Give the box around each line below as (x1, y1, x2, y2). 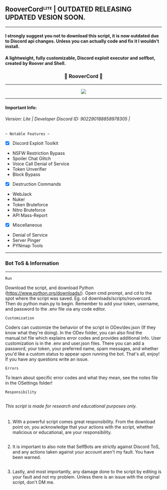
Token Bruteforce (12, 202, 48, 208)
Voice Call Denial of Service (12, 161, 70, 167)
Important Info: (5, 104, 37, 110)
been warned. (12, 454, 41, 460)
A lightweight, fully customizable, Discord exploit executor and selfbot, (5, 55, 156, 61)
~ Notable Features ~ (5, 131, 50, 137)
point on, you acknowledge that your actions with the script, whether (12, 424, 154, 430)
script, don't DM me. (12, 480, 55, 486)
